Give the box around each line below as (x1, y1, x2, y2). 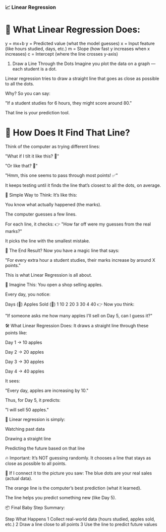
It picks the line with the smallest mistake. (5, 237, 90, 244)
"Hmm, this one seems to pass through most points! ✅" (5, 172, 118, 178)
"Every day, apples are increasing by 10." (5, 387, 89, 393)
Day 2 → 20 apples (5, 349, 44, 355)
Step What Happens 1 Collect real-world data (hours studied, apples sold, (5, 516, 155, 522)
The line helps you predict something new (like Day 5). (5, 494, 116, 500)
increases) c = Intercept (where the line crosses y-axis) (5, 51, 118, 57)
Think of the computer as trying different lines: (5, 143, 100, 150)
